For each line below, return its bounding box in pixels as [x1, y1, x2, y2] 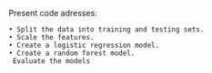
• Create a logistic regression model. [8, 41, 160, 50]
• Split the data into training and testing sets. [8, 25, 205, 34]
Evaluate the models [12, 57, 91, 66]
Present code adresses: [8, 8, 97, 18]
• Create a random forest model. [8, 49, 136, 58]
